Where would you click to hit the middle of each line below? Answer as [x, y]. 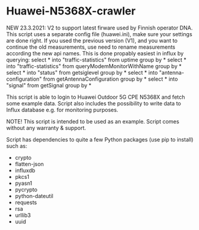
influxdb [25, 170]
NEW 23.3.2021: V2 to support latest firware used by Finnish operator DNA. [99, 28]
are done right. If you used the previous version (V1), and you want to [92, 40]
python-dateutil [34, 196]
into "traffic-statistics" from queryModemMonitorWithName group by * [94, 66]
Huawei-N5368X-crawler [71, 11]
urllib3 [23, 215]
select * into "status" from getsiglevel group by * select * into [82, 72]
